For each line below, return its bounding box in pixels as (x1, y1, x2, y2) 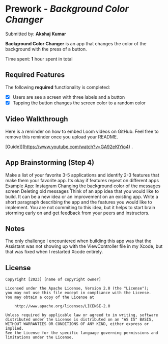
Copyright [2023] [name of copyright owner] (5, 277, 101, 282)
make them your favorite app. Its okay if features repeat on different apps (5, 177, 159, 183)
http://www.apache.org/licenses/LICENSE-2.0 (14, 304, 110, 309)
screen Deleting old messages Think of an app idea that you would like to (5, 188, 159, 194)
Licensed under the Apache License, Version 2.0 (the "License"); (5, 286, 149, 291)
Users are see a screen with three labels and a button (12, 94, 125, 100)
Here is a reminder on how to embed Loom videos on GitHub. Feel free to (5, 128, 159, 134)
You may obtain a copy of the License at (5, 295, 95, 300)
